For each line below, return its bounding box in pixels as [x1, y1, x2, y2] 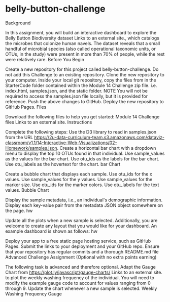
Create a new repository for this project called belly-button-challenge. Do [5, 66, 159, 72]
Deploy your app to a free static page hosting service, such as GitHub [5, 238, 151, 244]
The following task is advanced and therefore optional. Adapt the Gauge [5, 264, 156, 270]
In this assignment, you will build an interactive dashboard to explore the [5, 29, 157, 35]
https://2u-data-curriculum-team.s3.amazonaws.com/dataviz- [34, 134, 165, 140]
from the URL [5, 134, 33, 140]
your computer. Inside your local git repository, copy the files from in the [5, 77, 156, 83]
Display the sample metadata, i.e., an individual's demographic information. [5, 197, 163, 203]
